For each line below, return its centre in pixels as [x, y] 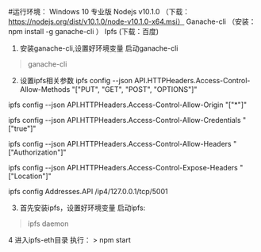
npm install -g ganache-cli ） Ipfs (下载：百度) [84, 31]
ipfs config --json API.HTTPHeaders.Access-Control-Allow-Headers [120, 144]
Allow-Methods [45, 89]
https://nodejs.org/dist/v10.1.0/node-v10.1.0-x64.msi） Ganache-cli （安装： [132, 21]
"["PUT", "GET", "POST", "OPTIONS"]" [134, 89]
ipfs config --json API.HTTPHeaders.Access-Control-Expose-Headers [123, 168]
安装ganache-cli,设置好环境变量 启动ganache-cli [99, 48]
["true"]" [22, 128]
